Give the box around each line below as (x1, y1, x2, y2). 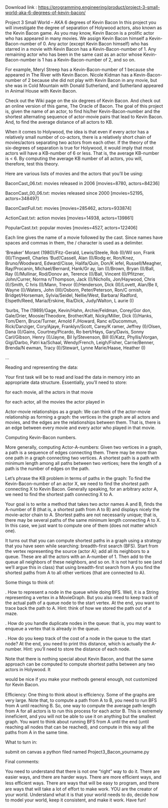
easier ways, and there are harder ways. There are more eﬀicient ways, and (5, 774, 161, 780)
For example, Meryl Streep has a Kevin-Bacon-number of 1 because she (5, 66, 154, 72)
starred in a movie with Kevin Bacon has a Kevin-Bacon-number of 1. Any (5, 46, 156, 52)
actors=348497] (5, 196, 39, 201)
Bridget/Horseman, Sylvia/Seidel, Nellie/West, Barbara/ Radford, (5, 292, 138, 298)
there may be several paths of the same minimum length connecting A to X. (5, 517, 161, 523)
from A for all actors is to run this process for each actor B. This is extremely (5, 708, 163, 714)
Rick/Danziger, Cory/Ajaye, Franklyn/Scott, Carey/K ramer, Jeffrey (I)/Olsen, (5, 324, 162, 329)
